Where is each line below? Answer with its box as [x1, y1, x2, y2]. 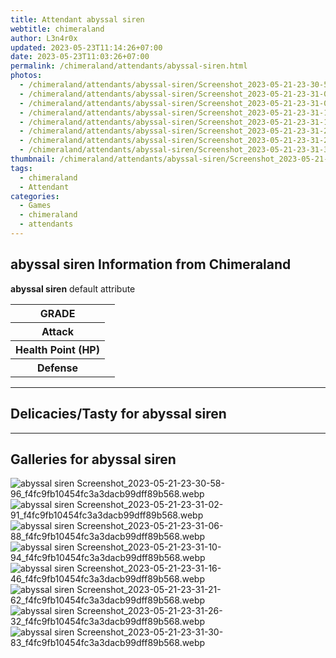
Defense [36, 361, 79, 375]
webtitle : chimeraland [10, 24, 105, 34]
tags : [10, 163, 33, 173]
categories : [10, 191, 60, 201]
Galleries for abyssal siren [10, 451, 177, 468]
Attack [41, 324, 75, 338]
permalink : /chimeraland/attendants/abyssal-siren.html [10, 61, 248, 71]
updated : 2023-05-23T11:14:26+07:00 [10, 42, 163, 53]
